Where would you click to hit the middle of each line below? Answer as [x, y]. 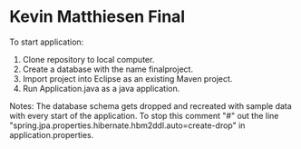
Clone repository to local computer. [88, 59]
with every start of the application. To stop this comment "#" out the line [144, 115]
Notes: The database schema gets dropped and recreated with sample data [150, 105]
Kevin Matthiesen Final [97, 17]
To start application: [47, 42]
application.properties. [52, 134]
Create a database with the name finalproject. [107, 69]
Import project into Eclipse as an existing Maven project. [127, 78]
